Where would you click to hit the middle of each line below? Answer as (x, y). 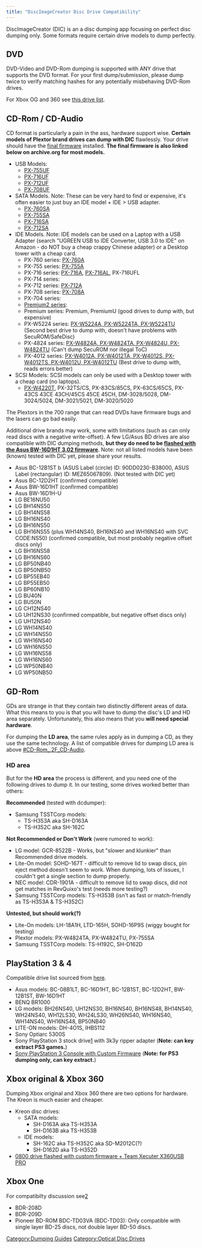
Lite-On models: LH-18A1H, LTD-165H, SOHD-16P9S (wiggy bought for (103, 925)
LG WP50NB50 (34, 673)
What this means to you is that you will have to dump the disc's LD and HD (98, 713)
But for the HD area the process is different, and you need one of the (91, 778)
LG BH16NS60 (32, 557)
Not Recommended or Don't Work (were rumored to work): (80, 839)
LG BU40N (28, 596)
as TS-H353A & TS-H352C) (49, 902)
